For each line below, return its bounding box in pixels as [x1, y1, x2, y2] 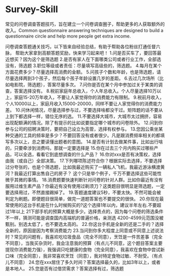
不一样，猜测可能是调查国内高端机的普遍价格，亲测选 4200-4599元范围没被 [5, 215, 164, 221]
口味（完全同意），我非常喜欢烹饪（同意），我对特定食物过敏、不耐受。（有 [5, 253, 158, 259]
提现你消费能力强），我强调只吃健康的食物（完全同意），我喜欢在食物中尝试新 [5, 246, 165, 252]
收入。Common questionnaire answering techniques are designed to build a [5, 27, 163, 33]
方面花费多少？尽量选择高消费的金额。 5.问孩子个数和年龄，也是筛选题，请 [5, 68, 161, 75]
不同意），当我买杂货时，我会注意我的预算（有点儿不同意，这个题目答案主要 [5, 240, 163, 246]
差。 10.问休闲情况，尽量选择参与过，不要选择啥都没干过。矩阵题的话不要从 [5, 107, 163, 113]
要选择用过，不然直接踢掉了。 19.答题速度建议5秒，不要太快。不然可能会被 [5, 189, 161, 195]
